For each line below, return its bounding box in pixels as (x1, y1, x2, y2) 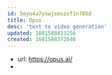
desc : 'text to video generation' (7, 23, 108, 30)
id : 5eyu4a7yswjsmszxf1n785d (7, 10, 92, 17)
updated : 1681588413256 (7, 29, 77, 37)
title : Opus (7, 17, 42, 24)
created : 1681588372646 (7, 36, 77, 43)
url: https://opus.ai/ (17, 55, 73, 63)
